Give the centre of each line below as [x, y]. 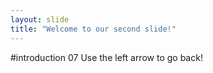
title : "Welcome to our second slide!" [93, 29]
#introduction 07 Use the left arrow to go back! [106, 57]
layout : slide [40, 19]
